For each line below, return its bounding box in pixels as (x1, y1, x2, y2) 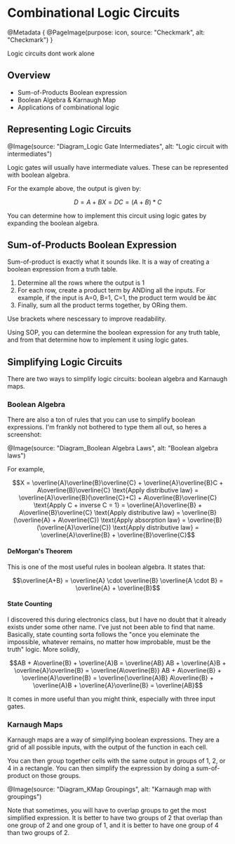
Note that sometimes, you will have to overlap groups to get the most (7, 806, 207, 815)
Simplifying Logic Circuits (7, 356, 123, 368)
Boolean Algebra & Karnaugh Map (17, 95, 116, 104)
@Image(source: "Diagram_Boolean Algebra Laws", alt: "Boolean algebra (7, 444, 219, 453)
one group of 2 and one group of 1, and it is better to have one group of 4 (7, 821, 219, 829)
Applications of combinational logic (17, 103, 120, 112)
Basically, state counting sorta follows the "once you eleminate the (7, 630, 200, 638)
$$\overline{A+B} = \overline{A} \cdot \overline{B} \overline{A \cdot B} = (12, 576, 224, 584)
